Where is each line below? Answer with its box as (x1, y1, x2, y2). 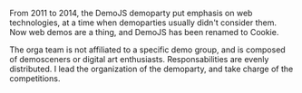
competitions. (9, 73, 61, 84)
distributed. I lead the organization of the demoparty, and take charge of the (9, 63, 294, 74)
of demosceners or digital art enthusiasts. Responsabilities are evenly (9, 54, 269, 64)
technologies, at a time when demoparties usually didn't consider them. (9, 17, 278, 28)
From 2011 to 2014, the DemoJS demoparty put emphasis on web (9, 8, 253, 18)
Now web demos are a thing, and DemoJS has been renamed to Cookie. (9, 27, 279, 37)
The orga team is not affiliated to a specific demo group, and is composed (9, 44, 286, 55)
